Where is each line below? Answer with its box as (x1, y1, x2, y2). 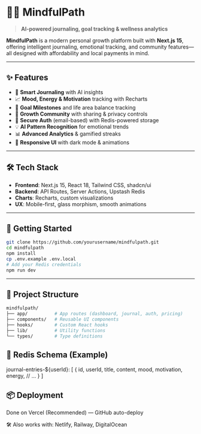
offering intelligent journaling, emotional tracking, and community (6, 43, 167, 50)
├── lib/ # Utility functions (6, 327, 106, 333)
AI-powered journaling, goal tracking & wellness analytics (20, 25, 168, 32)
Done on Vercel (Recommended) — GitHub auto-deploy (6, 409, 144, 416)
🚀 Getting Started (6, 223, 72, 233)
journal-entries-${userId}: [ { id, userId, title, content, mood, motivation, (6, 366, 183, 373)
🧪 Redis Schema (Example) (6, 350, 108, 360)
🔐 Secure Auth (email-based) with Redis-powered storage (14, 116, 159, 123)
